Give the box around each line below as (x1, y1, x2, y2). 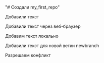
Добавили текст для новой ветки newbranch (5, 43, 99, 49)
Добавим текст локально (5, 33, 58, 39)
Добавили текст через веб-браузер (5, 23, 81, 29)
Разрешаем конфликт (5, 52, 51, 58)
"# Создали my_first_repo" (5, 4, 60, 10)
